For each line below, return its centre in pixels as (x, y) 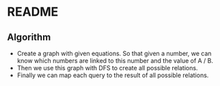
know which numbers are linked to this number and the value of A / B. (115, 61)
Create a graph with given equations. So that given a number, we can (114, 53)
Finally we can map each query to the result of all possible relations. (113, 75)
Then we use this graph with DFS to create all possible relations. (107, 68)
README (33, 12)
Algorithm (29, 37)
